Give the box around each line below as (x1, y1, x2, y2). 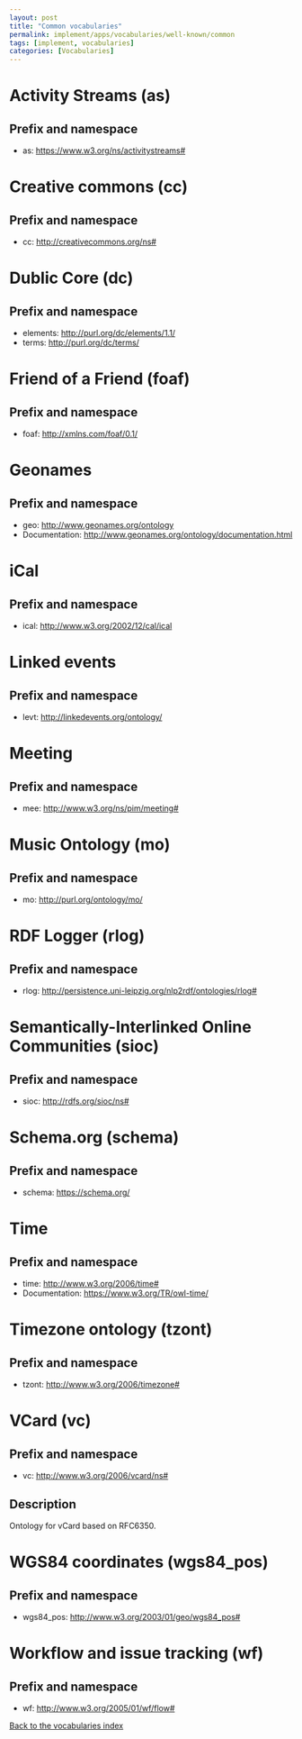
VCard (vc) (9, 1411, 92, 1431)
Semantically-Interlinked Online (9, 1017, 252, 1037)
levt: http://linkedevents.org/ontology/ (22, 712, 163, 723)
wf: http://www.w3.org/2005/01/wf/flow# (22, 1702, 175, 1713)
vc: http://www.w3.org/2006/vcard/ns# (22, 1470, 169, 1481)
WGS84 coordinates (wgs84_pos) (9, 1552, 269, 1572)
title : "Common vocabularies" (9, 22, 123, 31)
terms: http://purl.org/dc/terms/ (22, 337, 139, 348)
